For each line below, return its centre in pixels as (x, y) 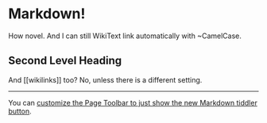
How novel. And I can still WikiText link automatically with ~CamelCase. (125, 36)
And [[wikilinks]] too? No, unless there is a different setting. (105, 79)
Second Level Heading (65, 61)
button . (20, 111)
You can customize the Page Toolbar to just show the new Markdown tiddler (133, 102)
